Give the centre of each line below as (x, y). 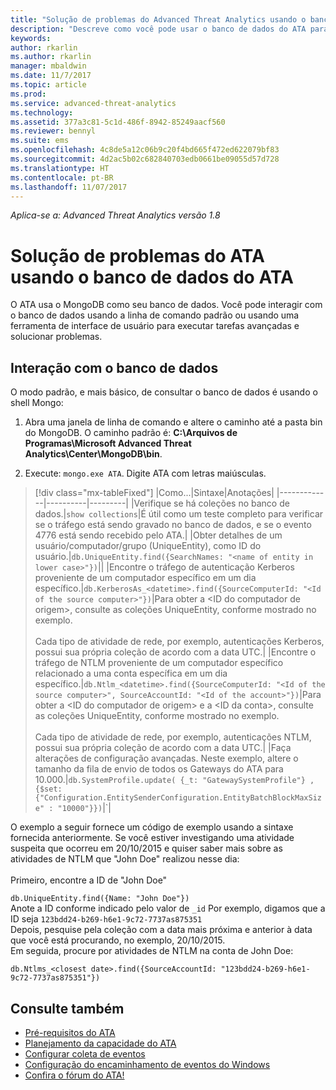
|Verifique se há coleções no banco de (210, 503)
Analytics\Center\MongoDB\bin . (93, 454)
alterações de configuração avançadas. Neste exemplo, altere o (166, 758)
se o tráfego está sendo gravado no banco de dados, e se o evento (173, 525)
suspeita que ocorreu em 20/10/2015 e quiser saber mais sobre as (146, 848)
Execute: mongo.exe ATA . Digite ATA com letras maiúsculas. (145, 473)
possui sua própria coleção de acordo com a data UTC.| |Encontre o (175, 652)
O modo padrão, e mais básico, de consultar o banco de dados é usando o (164, 392)
